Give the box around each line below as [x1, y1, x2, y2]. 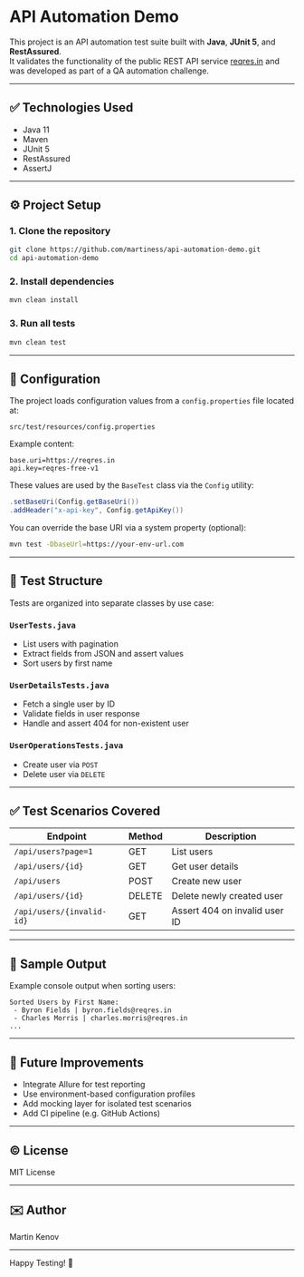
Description [204, 830, 257, 843]
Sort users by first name [22, 658, 113, 668]
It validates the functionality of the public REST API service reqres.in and [9, 55, 280, 66]
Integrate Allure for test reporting [22, 1079, 146, 1090]
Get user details [171, 860, 239, 872]
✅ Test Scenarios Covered [9, 804, 161, 819]
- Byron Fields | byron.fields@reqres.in [13, 1006, 172, 1015]
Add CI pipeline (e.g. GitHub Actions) [22, 1108, 161, 1119]
